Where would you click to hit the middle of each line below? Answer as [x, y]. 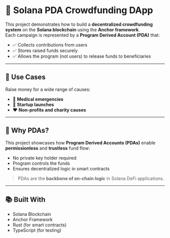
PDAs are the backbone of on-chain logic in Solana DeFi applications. [91, 178]
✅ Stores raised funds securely [45, 51]
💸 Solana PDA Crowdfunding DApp [79, 10]
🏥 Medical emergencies [38, 99]
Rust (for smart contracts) [39, 225]
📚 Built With [25, 199]
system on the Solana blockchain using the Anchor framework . [73, 29]
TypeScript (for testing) [37, 230]
